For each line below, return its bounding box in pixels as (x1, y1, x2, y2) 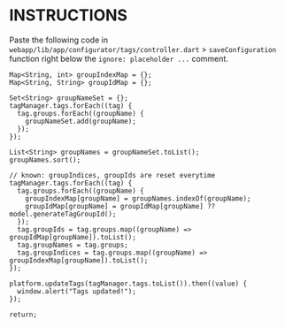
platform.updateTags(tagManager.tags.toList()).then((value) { (9, 279, 248, 288)
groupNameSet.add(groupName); (25, 117, 137, 125)
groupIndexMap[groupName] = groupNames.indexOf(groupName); (25, 194, 251, 203)
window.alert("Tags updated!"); (17, 286, 137, 296)
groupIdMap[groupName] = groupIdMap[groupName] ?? (25, 202, 216, 210)
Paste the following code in (9, 34, 109, 45)
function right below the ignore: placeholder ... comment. (9, 53, 228, 64)
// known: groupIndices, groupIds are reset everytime (9, 171, 216, 179)
